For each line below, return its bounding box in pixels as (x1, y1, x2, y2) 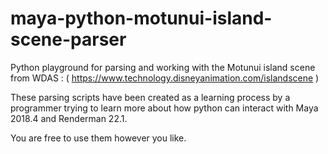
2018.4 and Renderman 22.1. (10, 112, 128, 124)
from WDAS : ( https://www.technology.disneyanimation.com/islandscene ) (10, 72, 320, 84)
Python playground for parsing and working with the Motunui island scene (10, 61, 316, 73)
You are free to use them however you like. (10, 132, 187, 144)
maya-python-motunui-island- (10, 7, 273, 30)
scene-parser (10, 28, 127, 51)
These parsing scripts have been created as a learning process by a (10, 91, 291, 103)
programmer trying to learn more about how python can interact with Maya (10, 102, 319, 114)
